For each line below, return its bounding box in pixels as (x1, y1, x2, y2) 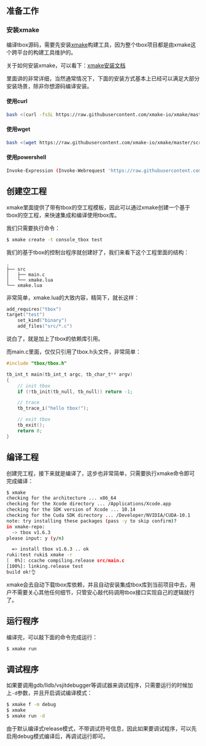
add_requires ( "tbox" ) (6, 306, 62, 312)
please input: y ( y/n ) (6, 535, 64, 542)
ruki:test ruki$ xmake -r (6, 552, 72, 558)
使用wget (6, 125, 31, 133)
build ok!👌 (6, 569, 36, 575)
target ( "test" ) (6, 312, 45, 318)
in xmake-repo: (6, 524, 45, 530)
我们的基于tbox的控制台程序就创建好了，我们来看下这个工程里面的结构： (6, 248, 189, 256)
